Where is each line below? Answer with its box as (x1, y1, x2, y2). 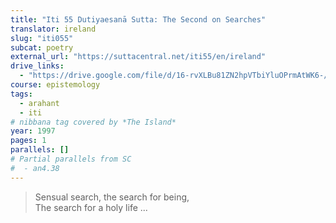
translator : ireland (10, 24, 97, 34)
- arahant (19, 98, 60, 108)
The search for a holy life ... (34, 201, 148, 213)
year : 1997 (10, 126, 56, 136)
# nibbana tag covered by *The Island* (10, 117, 177, 127)
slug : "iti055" (10, 33, 74, 43)
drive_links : (10, 61, 65, 71)
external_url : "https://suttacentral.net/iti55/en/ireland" (10, 52, 267, 62)
